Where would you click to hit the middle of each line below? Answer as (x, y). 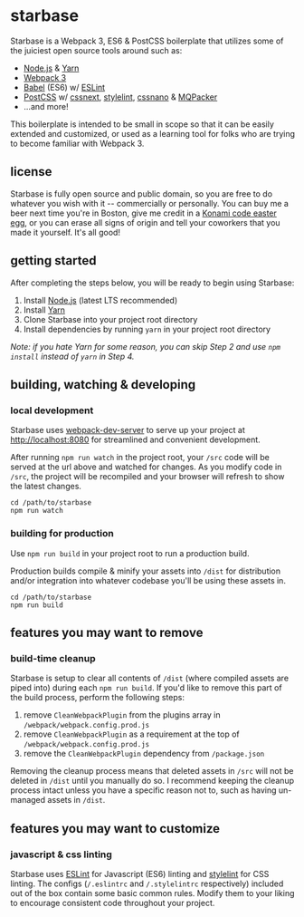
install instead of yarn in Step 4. (72, 356)
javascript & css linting (61, 854)
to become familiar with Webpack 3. (77, 143)
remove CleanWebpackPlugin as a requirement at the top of (131, 734)
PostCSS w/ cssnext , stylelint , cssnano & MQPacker (120, 97)
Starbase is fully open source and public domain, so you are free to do (142, 193)
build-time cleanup (53, 658)
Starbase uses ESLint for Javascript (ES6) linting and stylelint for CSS (140, 874)
